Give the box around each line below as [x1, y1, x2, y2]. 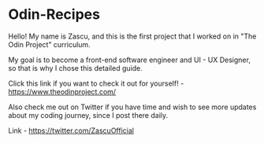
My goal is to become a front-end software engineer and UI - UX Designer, [8, 55, 251, 64]
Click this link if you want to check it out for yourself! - [8, 79, 184, 88]
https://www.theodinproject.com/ [8, 86, 117, 96]
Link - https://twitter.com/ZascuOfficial [8, 126, 134, 135]
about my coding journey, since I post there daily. [8, 110, 169, 119]
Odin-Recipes [8, 5, 101, 24]
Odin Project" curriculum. [8, 39, 91, 49]
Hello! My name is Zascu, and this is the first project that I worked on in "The [8, 31, 257, 41]
